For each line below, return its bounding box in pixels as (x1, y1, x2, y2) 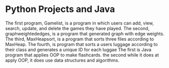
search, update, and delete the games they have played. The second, (5, 25, 150, 31)
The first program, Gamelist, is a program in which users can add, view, (5, 20, 154, 26)
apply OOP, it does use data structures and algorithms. (5, 57, 120, 63)
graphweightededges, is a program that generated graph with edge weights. (5, 30, 164, 36)
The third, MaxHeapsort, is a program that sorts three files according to (5, 36, 154, 42)
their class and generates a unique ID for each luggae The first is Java (5, 46, 152, 52)
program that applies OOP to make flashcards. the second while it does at (5, 51, 159, 58)
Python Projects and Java (5, 3, 115, 15)
